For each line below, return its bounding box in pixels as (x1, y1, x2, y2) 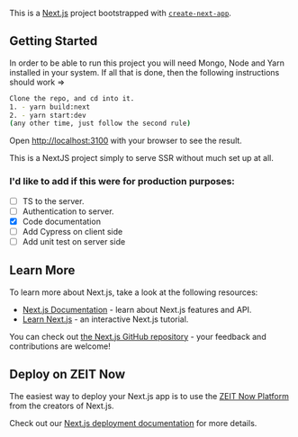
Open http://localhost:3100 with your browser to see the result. (9, 135, 243, 147)
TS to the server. (22, 195, 85, 206)
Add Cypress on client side (22, 226, 123, 236)
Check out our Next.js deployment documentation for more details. (9, 417, 257, 428)
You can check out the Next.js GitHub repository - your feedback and (9, 331, 267, 342)
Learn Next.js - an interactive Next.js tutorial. (22, 314, 189, 325)
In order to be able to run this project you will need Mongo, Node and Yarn (9, 58, 285, 68)
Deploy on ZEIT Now (9, 367, 126, 382)
